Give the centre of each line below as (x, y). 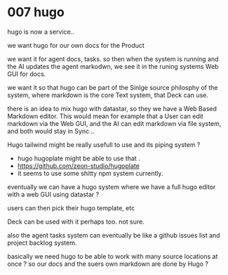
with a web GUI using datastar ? (53, 194)
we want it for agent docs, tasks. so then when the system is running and (113, 59)
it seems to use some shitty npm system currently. (90, 173)
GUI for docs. (27, 74)
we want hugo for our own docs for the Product (76, 45)
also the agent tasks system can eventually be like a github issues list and (114, 235)
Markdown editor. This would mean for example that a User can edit (105, 116)
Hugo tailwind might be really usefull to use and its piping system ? (104, 144)
